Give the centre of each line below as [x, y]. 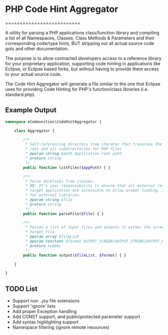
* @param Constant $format [53, 241]
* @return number [43, 246]
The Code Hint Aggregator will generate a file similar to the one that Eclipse [83, 84]
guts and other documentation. [37, 48]
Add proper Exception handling [44, 312]
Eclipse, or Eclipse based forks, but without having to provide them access [82, 69]
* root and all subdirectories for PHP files [73, 149]
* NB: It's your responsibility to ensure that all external [90, 186]
